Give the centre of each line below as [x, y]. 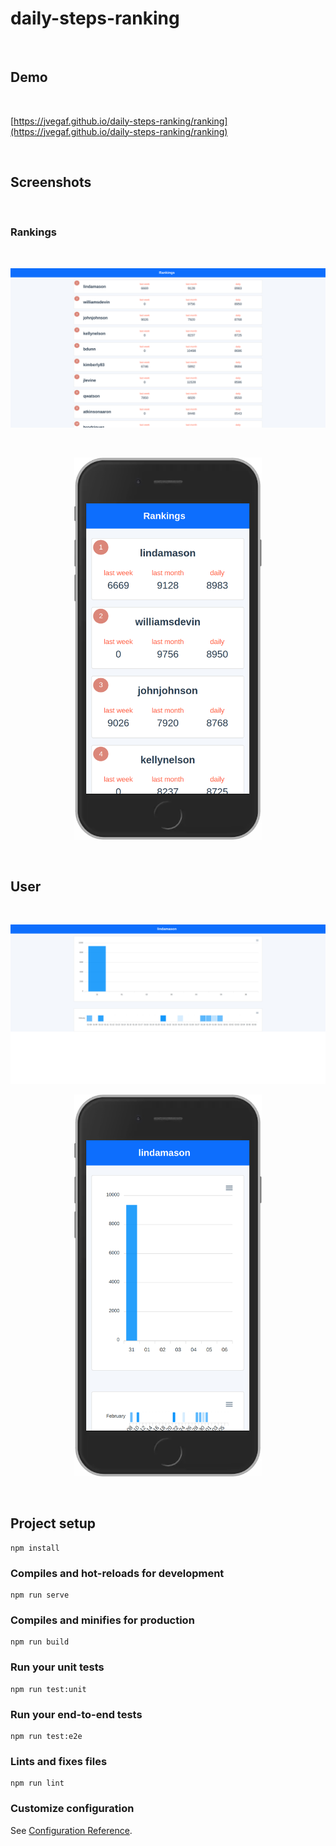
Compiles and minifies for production [102, 1620]
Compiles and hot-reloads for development [117, 1573]
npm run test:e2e [46, 1737]
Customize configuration [72, 1809]
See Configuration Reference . [71, 1830]
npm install [35, 1548]
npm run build [40, 1642]
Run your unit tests [57, 1667]
